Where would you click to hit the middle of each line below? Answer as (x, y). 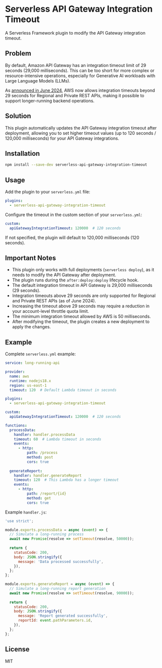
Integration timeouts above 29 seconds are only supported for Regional (84, 296)
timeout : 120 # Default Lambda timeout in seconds (63, 390)
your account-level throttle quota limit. (51, 311)
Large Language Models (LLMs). (38, 81)
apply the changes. (31, 327)
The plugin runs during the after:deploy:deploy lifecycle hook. (75, 280)
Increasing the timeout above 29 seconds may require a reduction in (81, 306)
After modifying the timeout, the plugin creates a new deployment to (81, 322)
